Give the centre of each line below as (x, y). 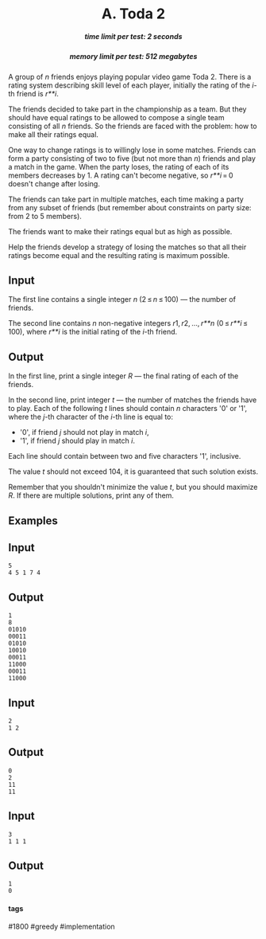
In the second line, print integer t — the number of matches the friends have (133, 400)
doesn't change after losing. (54, 183)
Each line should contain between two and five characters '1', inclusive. (125, 456)
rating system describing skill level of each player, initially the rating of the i (131, 85)
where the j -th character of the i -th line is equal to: (91, 417)
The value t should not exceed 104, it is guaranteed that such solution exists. (133, 471)
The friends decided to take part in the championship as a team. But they (127, 109)
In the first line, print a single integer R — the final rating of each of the (123, 376)
